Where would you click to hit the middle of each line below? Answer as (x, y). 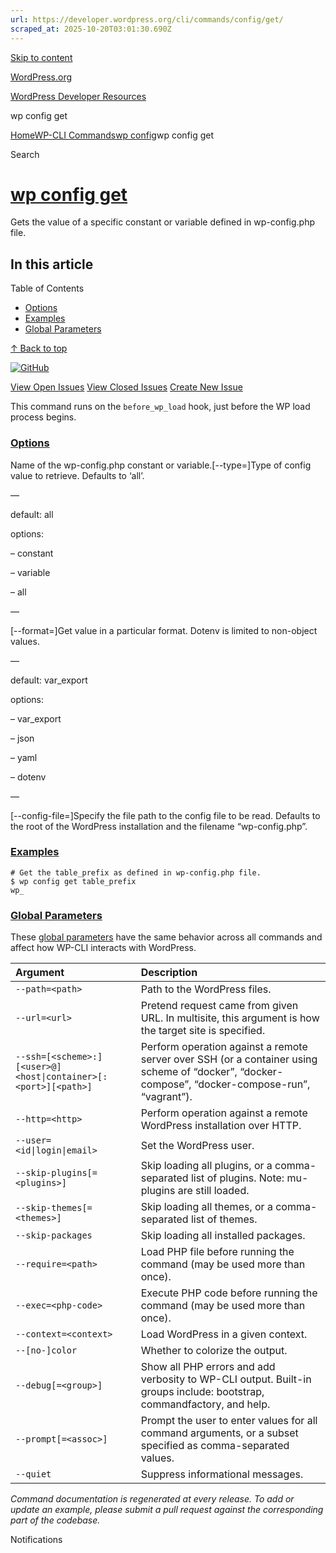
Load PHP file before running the (217, 1252)
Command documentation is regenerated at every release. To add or (152, 1499)
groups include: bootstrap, (202, 1392)
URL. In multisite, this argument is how (230, 1018)
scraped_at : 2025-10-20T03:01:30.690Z (91, 29)
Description (169, 973)
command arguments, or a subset (219, 1433)
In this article (52, 264)
